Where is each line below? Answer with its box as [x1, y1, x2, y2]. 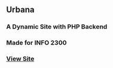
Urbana [6, 5, 35, 15]
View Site [6, 55, 35, 63]
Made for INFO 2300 [6, 39, 67, 47]
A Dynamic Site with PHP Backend [6, 23, 108, 31]
